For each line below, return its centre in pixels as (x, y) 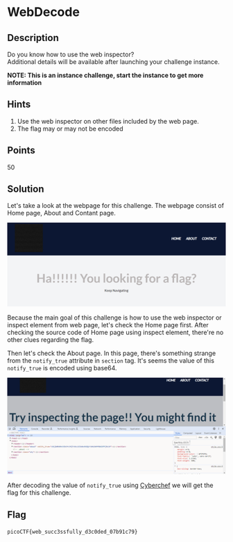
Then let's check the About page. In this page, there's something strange (112, 353)
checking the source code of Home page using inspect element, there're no (115, 332)
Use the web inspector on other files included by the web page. (108, 121)
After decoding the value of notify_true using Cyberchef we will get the (110, 485)
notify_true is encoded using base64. (62, 368)
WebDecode (43, 12)
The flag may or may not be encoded (70, 129)
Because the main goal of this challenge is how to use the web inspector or (114, 318)
